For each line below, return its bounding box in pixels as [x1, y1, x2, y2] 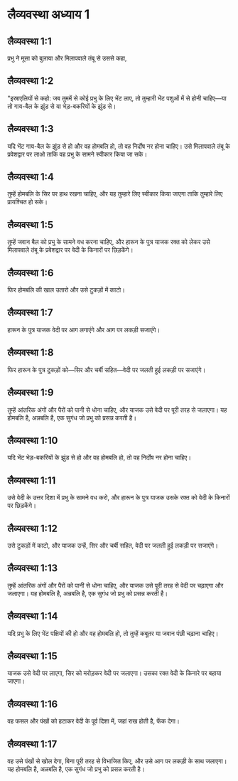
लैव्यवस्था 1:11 [7, 474, 56, 487]
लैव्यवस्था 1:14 [7, 610, 58, 622]
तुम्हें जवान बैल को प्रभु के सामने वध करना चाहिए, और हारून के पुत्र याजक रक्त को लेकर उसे [7, 238, 211, 246]
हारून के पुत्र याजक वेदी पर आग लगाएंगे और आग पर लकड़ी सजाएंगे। [7, 325, 161, 334]
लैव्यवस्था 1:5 [7, 218, 54, 230]
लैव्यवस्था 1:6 [7, 267, 54, 279]
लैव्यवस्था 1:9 [7, 387, 54, 399]
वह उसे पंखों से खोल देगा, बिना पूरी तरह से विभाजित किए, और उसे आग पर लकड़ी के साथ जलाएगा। [7, 757, 227, 765]
